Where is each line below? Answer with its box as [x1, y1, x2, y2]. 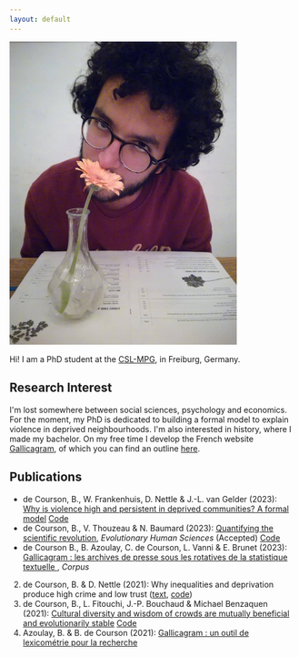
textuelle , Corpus [22, 561, 90, 572]
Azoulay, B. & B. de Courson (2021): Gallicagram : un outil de [22, 627, 250, 638]
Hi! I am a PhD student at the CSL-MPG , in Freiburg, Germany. [9, 353, 241, 364]
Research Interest [9, 380, 113, 396]
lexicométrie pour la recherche [22, 637, 138, 648]
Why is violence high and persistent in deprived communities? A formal [22, 503, 289, 514]
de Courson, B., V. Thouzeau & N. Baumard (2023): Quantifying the [22, 522, 274, 533]
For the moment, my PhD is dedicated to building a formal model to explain [9, 414, 289, 425]
